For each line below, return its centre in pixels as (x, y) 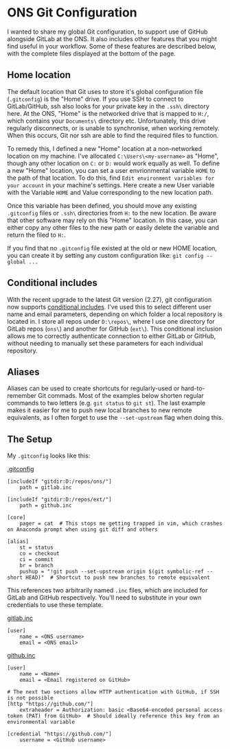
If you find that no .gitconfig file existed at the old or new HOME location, (112, 248)
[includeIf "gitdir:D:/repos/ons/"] (59, 481)
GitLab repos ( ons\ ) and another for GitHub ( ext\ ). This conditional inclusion (115, 329)
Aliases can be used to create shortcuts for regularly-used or (93, 388)
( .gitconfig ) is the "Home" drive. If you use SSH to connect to (95, 99)
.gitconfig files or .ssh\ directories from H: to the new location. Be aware (112, 213)
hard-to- (193, 388)
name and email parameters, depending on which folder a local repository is (115, 314)
